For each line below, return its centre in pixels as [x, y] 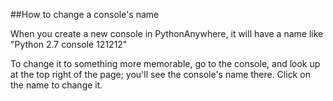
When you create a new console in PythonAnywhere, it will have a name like [167, 33]
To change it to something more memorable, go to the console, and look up [165, 63]
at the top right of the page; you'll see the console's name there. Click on [160, 74]
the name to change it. [56, 85]
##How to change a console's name [85, 14]
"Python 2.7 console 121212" [69, 44]
